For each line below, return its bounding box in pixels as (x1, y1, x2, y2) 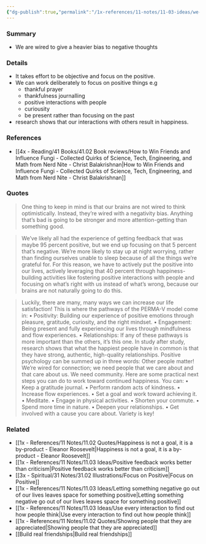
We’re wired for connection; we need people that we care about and (21, 364, 194, 371)
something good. (21, 223, 65, 230)
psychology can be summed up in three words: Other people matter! (21, 357, 194, 365)
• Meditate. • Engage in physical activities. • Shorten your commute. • (21, 396, 199, 404)
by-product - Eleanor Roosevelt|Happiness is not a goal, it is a (15, 446, 172, 453)
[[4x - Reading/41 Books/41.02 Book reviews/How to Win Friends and (15, 148, 191, 155)
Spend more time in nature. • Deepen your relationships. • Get (21, 403, 179, 411)
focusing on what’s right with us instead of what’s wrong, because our (21, 280, 199, 288)
